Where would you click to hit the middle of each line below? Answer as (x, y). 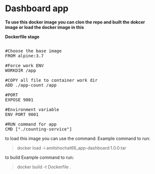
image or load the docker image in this (45, 27)
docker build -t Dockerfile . (44, 167)
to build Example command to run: (39, 157)
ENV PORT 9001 (22, 114)
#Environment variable (32, 109)
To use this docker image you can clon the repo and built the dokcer (75, 22)
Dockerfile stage (22, 37)
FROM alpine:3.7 (24, 56)
